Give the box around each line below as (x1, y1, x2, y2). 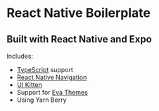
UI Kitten (16, 81, 43, 89)
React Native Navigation (16, 73, 87, 81)
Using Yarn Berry (16, 95, 68, 104)
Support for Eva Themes (16, 88, 89, 96)
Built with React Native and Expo (6, 33, 152, 45)
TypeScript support (16, 66, 73, 74)
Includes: (6, 52, 33, 60)
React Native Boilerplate (6, 5, 151, 21)
